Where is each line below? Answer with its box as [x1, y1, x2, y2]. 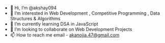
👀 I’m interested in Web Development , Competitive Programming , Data [10, 10, 160, 16]
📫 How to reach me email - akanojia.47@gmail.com [10, 32, 120, 38]
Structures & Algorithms [10, 16, 61, 21]
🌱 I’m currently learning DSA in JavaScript [10, 21, 98, 27]
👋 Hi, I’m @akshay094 [10, 5, 57, 11]
